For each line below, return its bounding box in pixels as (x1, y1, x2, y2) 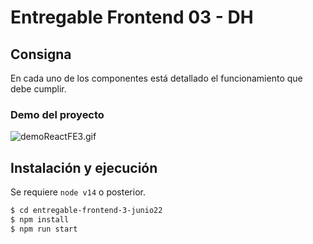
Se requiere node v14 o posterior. (10, 186, 146, 198)
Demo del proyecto (10, 107, 105, 121)
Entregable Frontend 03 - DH (10, 6, 254, 29)
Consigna (10, 46, 72, 63)
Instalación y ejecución (10, 159, 158, 176)
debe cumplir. (10, 83, 67, 95)
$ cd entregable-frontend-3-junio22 (10, 206, 163, 216)
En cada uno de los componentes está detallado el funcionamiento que (10, 72, 303, 84)
